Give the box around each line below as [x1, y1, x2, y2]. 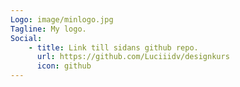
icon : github [36, 61, 92, 71]
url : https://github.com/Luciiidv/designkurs [36, 52, 230, 62]
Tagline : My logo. [10, 24, 87, 34]
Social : [10, 33, 43, 43]
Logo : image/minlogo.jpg [10, 14, 114, 25]
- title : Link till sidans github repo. [28, 42, 199, 53]
